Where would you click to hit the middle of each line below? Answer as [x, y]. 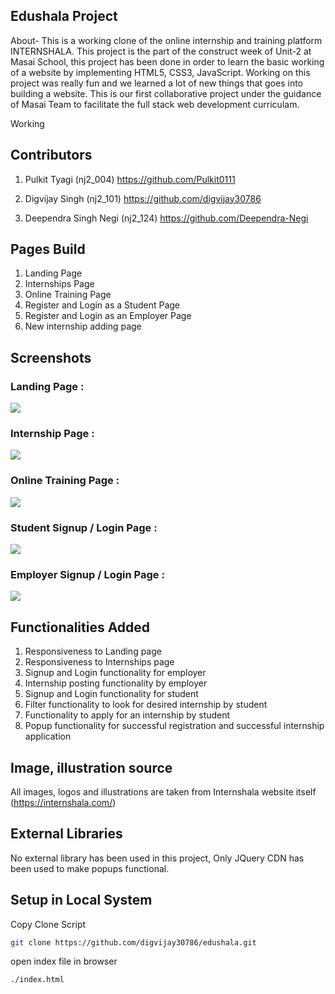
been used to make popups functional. [90, 868]
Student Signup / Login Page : [84, 527]
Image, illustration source [91, 767]
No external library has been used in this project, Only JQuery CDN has [157, 858]
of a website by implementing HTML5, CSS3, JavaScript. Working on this [160, 72]
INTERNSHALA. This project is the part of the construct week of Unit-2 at [161, 51]
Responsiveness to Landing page [93, 651]
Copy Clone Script [48, 924]
